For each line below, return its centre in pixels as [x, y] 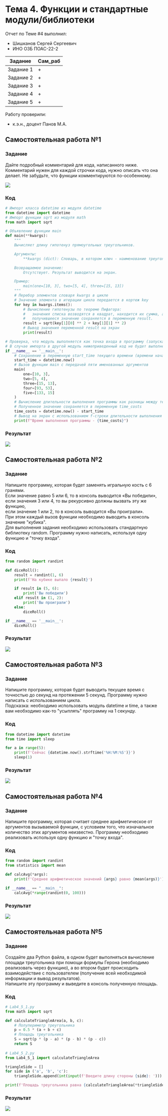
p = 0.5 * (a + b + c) [38, 1030]
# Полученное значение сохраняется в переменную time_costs [78, 407]
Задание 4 [20, 93]
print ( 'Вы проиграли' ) [47, 603]
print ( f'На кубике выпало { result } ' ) [53, 579]
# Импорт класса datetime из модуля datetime [53, 208]
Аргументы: [25, 254]
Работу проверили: [26, 114]
